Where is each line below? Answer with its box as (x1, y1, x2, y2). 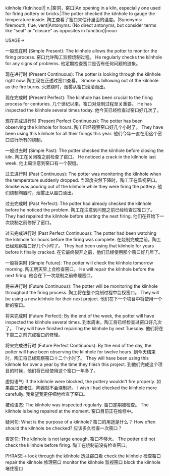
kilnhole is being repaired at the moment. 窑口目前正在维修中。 (5, 408, 136, 414)
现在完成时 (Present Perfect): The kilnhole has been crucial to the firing (5, 94, 153, 100)
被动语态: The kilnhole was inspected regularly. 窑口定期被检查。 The (5, 402, 149, 408)
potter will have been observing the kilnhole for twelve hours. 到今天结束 (5, 349, 156, 355)
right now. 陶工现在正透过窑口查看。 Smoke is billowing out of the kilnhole (5, 78, 159, 83)
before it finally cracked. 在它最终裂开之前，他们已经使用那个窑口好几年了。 (5, 249, 163, 255)
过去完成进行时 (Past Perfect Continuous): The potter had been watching (5, 230, 157, 236)
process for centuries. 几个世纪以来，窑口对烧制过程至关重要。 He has (5, 101, 152, 107)
